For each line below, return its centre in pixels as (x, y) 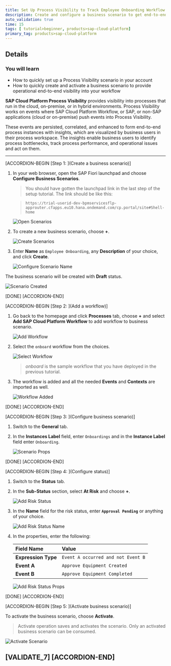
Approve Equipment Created (94, 566)
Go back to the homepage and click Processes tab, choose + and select (89, 316)
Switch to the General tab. (40, 426)
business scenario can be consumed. (57, 631)
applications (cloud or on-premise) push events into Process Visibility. (79, 117)
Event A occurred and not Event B (104, 557)
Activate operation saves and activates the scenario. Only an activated (92, 626)
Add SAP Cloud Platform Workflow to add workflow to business (80, 321)
